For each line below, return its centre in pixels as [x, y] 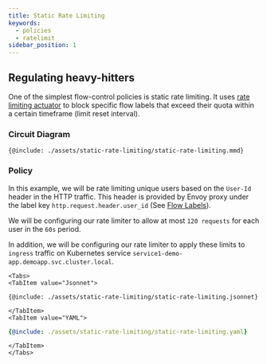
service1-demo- [158, 253]
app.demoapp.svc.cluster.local [60, 262]
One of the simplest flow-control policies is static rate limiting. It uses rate [129, 96]
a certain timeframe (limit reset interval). [74, 113]
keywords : [25, 23]
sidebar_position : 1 [43, 45]
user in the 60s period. [45, 229]
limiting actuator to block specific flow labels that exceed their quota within [132, 105]
